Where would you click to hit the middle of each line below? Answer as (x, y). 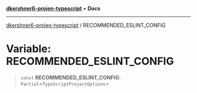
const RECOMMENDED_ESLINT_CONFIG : (71, 77)
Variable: (29, 49)
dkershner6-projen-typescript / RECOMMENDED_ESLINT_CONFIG (86, 25)
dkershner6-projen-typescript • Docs (53, 8)
